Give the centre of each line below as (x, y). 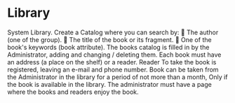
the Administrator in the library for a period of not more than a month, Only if (117, 77)
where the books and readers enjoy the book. (73, 92)
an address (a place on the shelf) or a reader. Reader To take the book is (112, 62)
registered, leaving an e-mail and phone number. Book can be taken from (113, 69)
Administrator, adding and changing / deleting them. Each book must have (114, 55)
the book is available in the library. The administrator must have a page (109, 84)
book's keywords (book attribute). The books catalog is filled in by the (108, 47)
